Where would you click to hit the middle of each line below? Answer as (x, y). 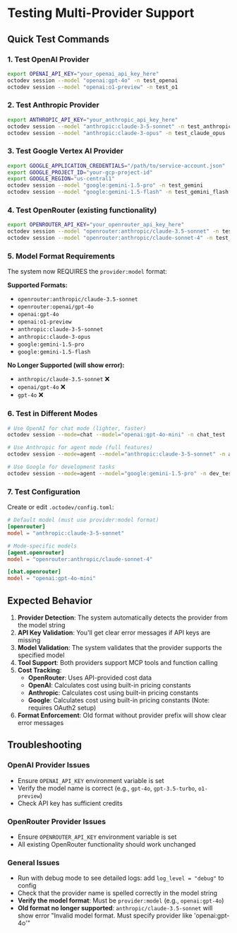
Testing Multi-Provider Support (101, 13)
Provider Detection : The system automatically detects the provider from (122, 618)
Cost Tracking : (39, 670)
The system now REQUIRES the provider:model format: (87, 272)
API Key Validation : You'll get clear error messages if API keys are (114, 632)
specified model (41, 655)
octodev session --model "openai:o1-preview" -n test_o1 (93, 87)
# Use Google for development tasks (61, 467)
